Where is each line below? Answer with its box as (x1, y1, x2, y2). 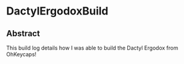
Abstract (6, 28, 40, 39)
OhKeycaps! (6, 51, 37, 58)
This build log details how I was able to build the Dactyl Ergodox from (6, 44, 179, 51)
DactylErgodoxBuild (6, 4, 109, 18)
